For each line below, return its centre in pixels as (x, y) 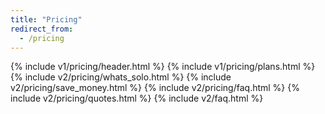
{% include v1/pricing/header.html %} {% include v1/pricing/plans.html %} (163, 67)
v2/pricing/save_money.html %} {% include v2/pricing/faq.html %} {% (155, 88)
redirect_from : (42, 29)
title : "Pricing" (46, 19)
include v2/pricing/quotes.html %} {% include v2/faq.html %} (137, 98)
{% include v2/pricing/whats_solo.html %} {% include (121, 77)
